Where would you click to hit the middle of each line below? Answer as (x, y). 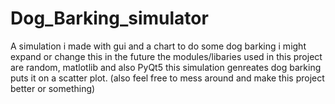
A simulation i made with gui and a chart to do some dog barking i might (158, 46)
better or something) (53, 88)
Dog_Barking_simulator (109, 18)
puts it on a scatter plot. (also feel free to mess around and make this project (167, 78)
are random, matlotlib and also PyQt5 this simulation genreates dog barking (166, 67)
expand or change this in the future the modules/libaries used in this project (166, 56)
